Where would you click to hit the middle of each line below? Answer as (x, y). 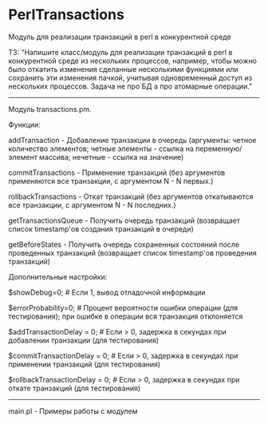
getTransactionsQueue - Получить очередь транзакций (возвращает (124, 220)
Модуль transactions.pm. (50, 109)
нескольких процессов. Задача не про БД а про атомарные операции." (130, 86)
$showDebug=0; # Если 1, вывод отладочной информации (107, 292)
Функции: (25, 125)
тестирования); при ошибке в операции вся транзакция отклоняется (126, 316)
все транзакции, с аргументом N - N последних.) (93, 204)
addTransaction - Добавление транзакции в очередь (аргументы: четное (132, 140)
